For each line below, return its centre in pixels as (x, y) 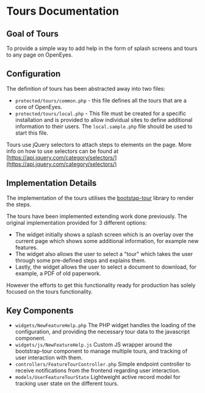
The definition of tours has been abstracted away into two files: (86, 88)
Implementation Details (52, 183)
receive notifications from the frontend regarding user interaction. (98, 370)
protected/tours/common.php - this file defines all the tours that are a (101, 100)
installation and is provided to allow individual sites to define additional (104, 119)
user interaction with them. (49, 358)
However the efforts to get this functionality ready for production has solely (101, 285)
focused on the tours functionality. (49, 291)
